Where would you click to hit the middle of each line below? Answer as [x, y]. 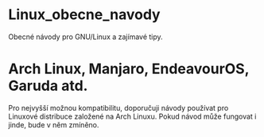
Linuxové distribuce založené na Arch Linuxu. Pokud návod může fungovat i [132, 116]
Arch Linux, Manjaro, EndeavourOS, [128, 69]
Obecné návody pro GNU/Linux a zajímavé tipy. [85, 37]
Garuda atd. [48, 86]
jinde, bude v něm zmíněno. [54, 124]
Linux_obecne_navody [84, 15]
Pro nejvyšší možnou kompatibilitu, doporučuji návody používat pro [118, 108]
